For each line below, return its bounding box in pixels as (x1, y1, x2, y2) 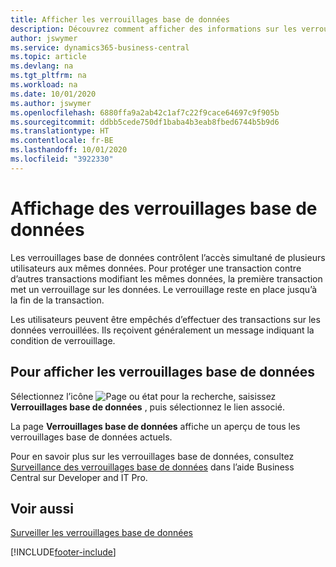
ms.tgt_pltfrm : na (10, 71, 87, 81)
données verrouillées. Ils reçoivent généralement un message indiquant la (10, 324, 315, 336)
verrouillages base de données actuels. (10, 431, 173, 443)
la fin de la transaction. (10, 294, 105, 306)
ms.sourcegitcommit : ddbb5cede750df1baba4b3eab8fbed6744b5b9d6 (10, 117, 280, 127)
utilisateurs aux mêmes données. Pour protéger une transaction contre (10, 262, 302, 274)
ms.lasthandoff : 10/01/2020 (10, 145, 128, 155)
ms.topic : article (10, 52, 87, 62)
